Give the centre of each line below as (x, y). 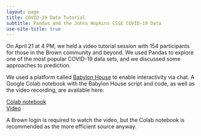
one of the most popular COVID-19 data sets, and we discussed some (94, 59)
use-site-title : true (34, 29)
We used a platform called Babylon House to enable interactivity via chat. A (101, 77)
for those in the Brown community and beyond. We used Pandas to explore (100, 53)
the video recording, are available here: (55, 90)
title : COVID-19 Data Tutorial (46, 18)
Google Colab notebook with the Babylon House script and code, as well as (101, 84)
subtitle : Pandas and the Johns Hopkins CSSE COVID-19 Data (84, 23)
